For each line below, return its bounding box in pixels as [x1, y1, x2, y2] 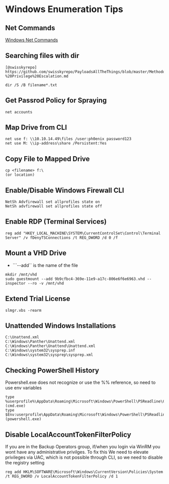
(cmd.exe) [5, 403, 26, 408]
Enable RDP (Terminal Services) [5, 218, 107, 226]
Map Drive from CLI [5, 123, 67, 132]
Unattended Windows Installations [5, 321, 116, 330]
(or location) [5, 172, 35, 177]
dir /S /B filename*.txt [5, 82, 57, 88]
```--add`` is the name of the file [12, 262, 78, 268]
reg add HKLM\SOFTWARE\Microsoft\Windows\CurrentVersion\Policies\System [5, 469, 163, 474]
